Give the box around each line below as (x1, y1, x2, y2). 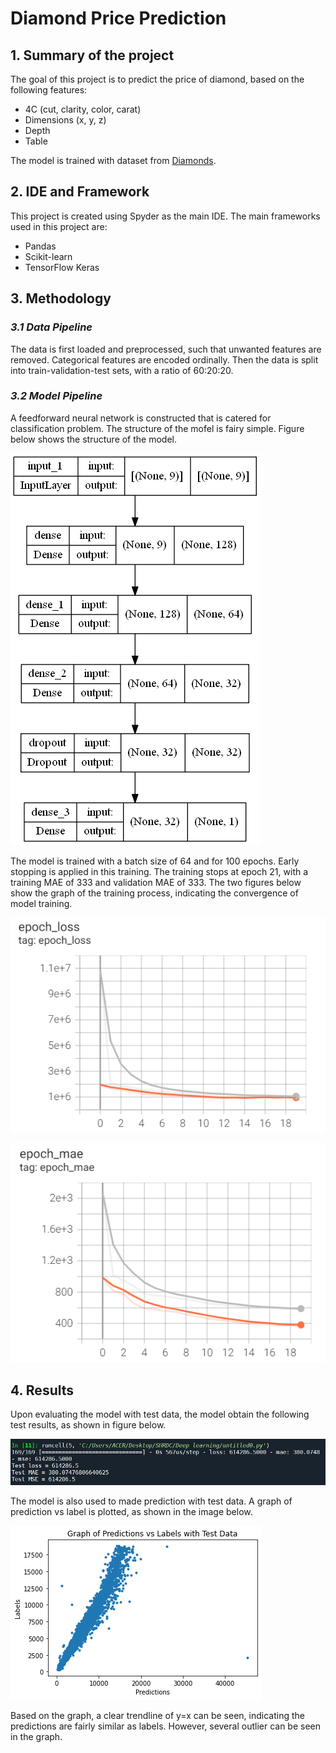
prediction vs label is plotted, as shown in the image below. (10, 1505, 253, 1517)
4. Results (10, 1382, 75, 1399)
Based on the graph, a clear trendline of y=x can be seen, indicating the (10, 1709, 305, 1721)
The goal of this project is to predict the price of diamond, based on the (10, 73, 305, 85)
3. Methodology (10, 290, 112, 307)
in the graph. (10, 1730, 63, 1742)
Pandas (24, 240, 57, 252)
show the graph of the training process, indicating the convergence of (10, 887, 299, 899)
